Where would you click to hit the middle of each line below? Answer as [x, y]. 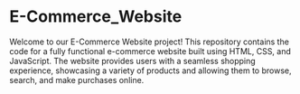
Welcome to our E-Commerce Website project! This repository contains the [149, 42]
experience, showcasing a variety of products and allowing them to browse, [150, 70]
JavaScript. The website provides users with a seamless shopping [132, 61]
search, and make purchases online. [77, 80]
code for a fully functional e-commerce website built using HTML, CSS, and [150, 51]
